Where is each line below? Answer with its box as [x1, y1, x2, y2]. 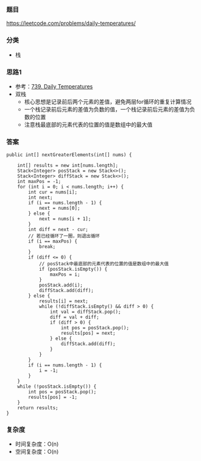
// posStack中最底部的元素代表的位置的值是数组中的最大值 [38, 261, 169, 267]
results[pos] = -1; [28, 395, 78, 401]
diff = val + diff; [49, 314, 99, 321]
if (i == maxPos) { [28, 238, 78, 245]
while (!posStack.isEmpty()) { [17, 384, 97, 390]
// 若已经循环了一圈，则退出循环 [28, 233, 100, 239]
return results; [17, 405, 59, 411]
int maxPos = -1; [17, 179, 62, 185]
